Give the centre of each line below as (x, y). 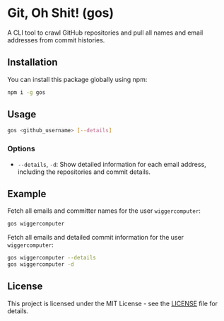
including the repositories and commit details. (84, 172)
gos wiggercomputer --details (52, 258)
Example (27, 194)
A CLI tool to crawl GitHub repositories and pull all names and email (105, 33)
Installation (33, 63)
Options (21, 148)
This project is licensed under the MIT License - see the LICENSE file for (112, 303)
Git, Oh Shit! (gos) (61, 13)
